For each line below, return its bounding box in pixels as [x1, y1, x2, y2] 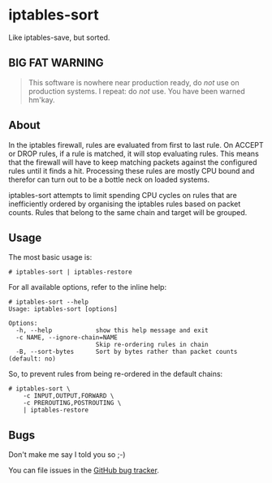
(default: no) [8, 355, 57, 363]
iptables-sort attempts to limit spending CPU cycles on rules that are [8, 190, 237, 200]
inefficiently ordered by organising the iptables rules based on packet [8, 199, 241, 209]
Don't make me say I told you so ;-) [8, 450, 126, 459]
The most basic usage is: [8, 252, 93, 262]
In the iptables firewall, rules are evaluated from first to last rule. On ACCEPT [8, 140, 264, 149]
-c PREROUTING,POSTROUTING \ [23, 399, 122, 408]
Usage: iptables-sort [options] [8, 305, 118, 313]
